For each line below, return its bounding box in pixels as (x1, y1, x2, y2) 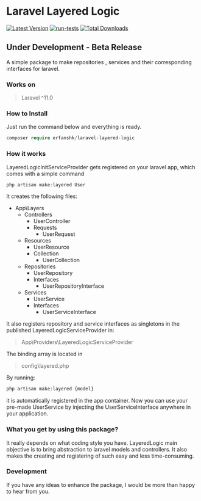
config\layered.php (21, 362, 69, 370)
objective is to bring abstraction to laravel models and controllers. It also (6, 445, 188, 453)
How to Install (6, 109, 48, 117)
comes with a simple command (6, 170, 85, 177)
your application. (6, 410, 49, 417)
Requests (33, 224, 57, 232)
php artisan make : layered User (6, 181, 86, 188)
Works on (6, 80, 35, 89)
